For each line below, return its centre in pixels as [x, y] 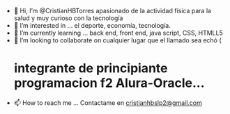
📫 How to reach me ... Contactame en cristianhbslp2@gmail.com [108, 103]
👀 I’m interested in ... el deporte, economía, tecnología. [92, 25]
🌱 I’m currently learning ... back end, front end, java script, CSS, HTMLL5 [118, 33]
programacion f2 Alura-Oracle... [109, 83]
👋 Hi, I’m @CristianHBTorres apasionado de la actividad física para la [112, 11]
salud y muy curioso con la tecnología [68, 18]
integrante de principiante [91, 68]
